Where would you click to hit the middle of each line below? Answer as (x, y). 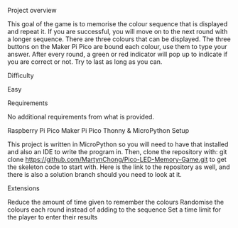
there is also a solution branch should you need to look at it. (95, 174)
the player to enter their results (53, 217)
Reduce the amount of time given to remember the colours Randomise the (116, 202)
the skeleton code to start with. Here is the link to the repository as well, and (119, 167)
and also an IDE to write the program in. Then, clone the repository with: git (117, 152)
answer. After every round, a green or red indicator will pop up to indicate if (118, 54)
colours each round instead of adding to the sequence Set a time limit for (114, 210)
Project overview (32, 10)
